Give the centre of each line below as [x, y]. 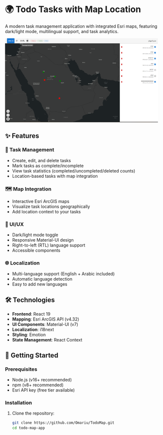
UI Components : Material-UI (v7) [45, 324]
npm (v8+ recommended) [38, 385]
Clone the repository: [33, 413]
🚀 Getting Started [32, 355]
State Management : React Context [47, 340]
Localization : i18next [33, 330]
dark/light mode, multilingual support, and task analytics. [62, 31]
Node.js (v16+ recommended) [42, 380]
